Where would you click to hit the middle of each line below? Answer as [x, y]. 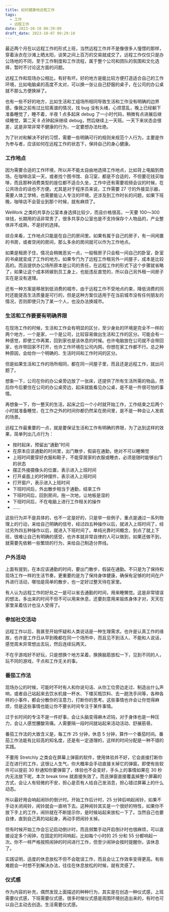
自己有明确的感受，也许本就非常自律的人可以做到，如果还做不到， [95, 537]
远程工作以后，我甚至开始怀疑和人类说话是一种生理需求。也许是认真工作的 [82, 632]
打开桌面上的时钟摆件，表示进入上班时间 [54, 476]
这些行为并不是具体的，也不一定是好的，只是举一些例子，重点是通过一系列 [82, 517]
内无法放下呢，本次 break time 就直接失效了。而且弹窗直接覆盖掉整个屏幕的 [83, 777]
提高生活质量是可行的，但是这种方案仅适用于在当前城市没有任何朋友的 [91, 295]
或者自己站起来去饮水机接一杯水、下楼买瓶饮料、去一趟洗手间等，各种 [87, 694]
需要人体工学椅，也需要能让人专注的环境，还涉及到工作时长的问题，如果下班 [84, 196]
